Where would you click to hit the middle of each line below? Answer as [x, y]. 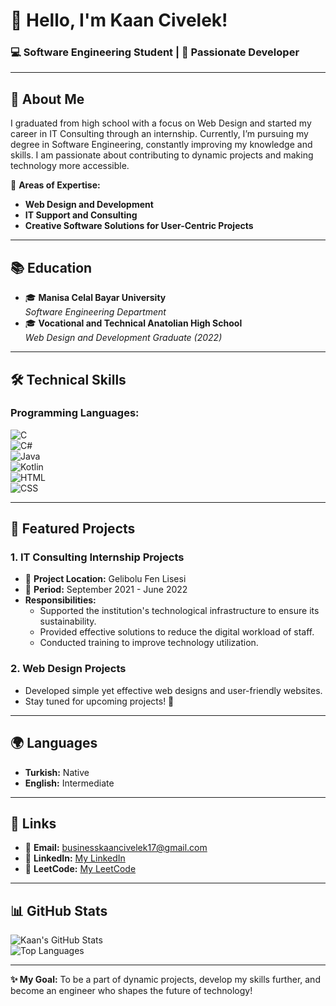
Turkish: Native [57, 772]
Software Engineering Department [95, 312]
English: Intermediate [69, 783]
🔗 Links [33, 823]
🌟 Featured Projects [73, 529]
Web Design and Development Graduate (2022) [123, 338]
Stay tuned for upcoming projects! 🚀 [99, 701]
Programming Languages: [75, 413]
